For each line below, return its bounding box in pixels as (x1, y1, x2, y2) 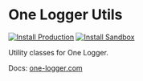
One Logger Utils (8, 6, 123, 24)
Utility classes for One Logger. (8, 47, 108, 57)
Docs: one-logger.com (8, 63, 83, 73)
